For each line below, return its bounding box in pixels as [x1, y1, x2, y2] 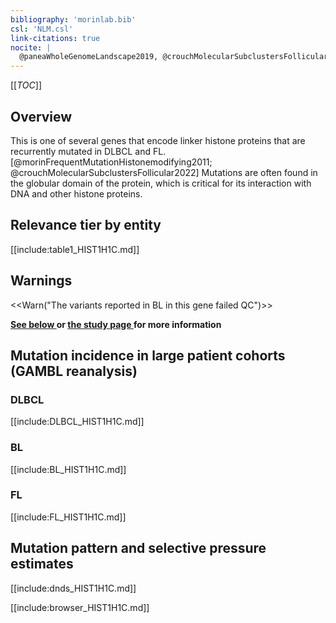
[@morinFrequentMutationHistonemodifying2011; [10, 156, 213, 168]
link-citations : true [10, 33, 101, 43]
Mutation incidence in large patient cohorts [10, 347, 286, 364]
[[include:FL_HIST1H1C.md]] [10, 511, 127, 523]
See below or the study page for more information [10, 318, 222, 330]
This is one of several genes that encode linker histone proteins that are [10, 134, 306, 146]
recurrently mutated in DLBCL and [10, 145, 152, 157]
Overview [10, 108, 73, 125]
